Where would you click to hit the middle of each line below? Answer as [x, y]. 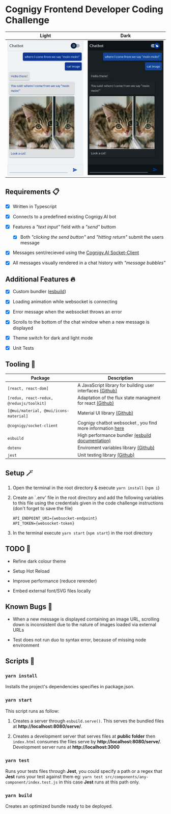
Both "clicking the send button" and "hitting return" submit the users [92, 237]
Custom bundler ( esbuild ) [39, 292]
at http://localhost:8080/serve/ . [47, 726]
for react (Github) [96, 403]
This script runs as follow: [32, 711]
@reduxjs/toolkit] [27, 404]
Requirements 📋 [32, 192]
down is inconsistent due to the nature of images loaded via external [84, 624]
